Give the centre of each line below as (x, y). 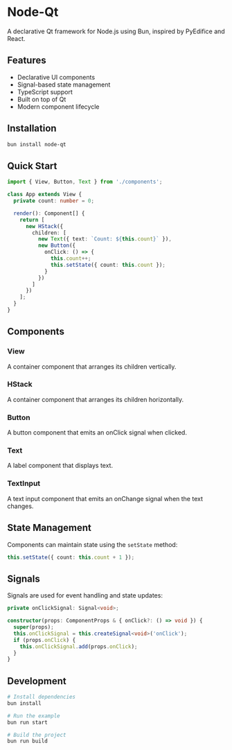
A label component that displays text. (60, 466)
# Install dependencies (42, 697)
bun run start (28, 722)
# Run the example (34, 716)
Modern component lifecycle (58, 106)
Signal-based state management (64, 85)
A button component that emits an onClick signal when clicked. (97, 433)
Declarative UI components (56, 77)
